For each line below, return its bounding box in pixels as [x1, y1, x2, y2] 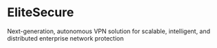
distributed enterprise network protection [7, 34, 124, 42]
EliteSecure [7, 5, 74, 20]
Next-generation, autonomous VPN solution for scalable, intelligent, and [7, 27, 211, 35]
